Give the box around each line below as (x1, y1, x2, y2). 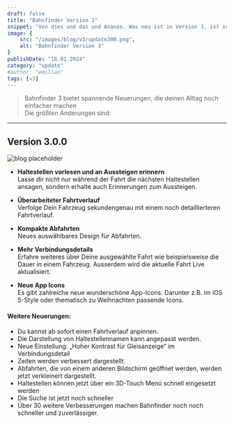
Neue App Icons (17, 281, 65, 289)
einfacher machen (24, 102, 77, 110)
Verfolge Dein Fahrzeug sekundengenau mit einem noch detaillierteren (17, 204, 221, 212)
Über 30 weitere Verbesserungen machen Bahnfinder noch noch (17, 402, 204, 410)
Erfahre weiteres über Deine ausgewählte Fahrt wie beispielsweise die (17, 252, 219, 262)
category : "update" (7, 62, 64, 69)
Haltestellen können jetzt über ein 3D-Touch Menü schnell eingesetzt (17, 379, 216, 388)
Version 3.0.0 (7, 135, 68, 147)
